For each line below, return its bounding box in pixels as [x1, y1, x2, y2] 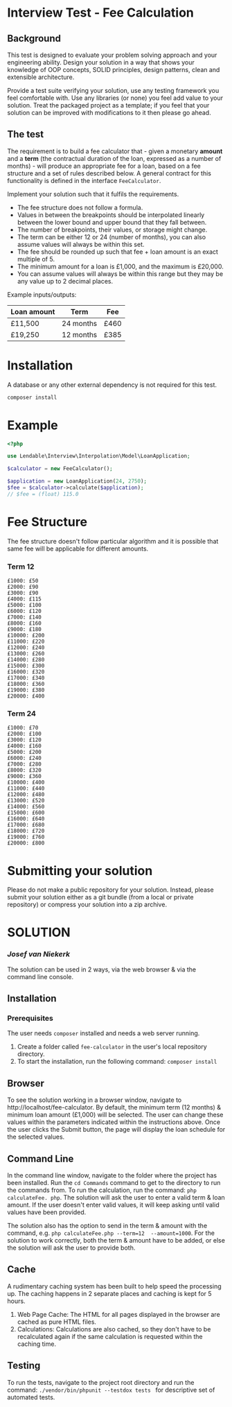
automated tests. [7, 1392, 55, 1401]
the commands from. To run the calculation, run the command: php [7, 1186, 197, 1194]
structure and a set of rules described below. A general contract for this [7, 169, 211, 178]
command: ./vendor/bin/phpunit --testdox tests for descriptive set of [7, 1386, 215, 1394]
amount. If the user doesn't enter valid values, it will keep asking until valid [7, 1201, 220, 1209]
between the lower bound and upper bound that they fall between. [17, 218, 207, 226]
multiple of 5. [17, 254, 55, 263]
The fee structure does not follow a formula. [17, 203, 143, 212]
